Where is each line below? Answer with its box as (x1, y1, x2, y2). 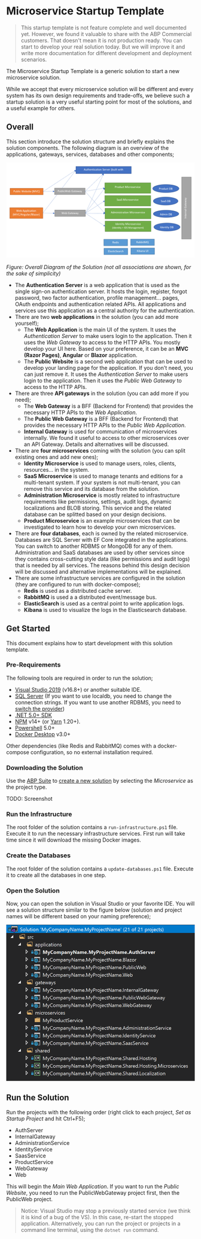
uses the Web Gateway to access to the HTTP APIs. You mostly (23, 339, 181, 346)
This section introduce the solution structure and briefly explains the (6, 138, 175, 145)
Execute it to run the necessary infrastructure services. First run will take (6, 830, 185, 837)
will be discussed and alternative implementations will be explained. (14, 568, 182, 575)
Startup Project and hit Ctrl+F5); (6, 1115, 86, 1122)
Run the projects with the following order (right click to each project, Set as (6, 1108, 191, 1116)
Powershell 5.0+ (14, 724, 55, 731)
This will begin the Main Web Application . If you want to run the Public (6, 1183, 179, 1190)
